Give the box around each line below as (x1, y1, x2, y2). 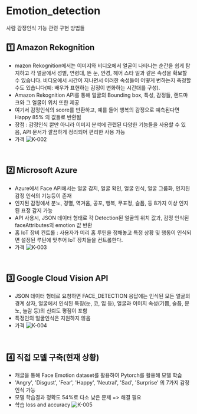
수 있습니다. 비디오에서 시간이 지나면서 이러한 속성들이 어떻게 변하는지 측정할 (14, 77, 192, 84)
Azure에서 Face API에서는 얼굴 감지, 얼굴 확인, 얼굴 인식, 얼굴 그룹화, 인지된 (14, 185, 191, 192)
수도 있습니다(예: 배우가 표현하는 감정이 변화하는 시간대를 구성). (14, 84, 160, 91)
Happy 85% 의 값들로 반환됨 (14, 113, 81, 120)
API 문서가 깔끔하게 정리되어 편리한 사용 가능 (22, 128, 126, 135)
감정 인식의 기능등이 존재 (14, 192, 72, 199)
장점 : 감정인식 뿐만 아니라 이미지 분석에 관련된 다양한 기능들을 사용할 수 (14, 121, 180, 128)
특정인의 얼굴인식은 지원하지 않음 (14, 314, 91, 322)
